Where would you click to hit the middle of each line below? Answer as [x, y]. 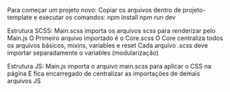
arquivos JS [24, 81]
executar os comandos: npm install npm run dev [107, 17]
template [20, 17]
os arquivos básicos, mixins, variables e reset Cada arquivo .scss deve [108, 45]
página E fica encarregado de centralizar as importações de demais [104, 73]
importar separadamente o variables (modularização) [83, 53]
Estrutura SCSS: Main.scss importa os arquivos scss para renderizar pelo [112, 31]
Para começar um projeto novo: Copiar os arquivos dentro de [94, 10]
